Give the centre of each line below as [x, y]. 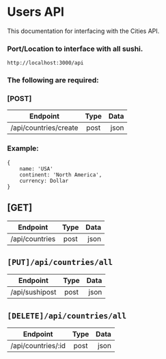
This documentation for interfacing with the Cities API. [83, 31]
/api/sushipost [33, 292]
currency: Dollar [44, 181]
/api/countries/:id [38, 346]
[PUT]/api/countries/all [60, 262]
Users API [36, 12]
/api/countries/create [44, 128]
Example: [23, 148]
